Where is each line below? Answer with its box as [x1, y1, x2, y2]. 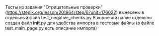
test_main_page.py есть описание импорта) [5, 25, 97, 31]
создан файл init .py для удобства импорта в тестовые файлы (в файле [5, 20, 155, 26]
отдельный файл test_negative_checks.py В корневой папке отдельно [5, 15, 152, 20]
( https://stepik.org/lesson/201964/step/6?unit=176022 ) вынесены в [5, 9, 145, 15]
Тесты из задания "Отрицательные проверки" [5, 4, 103, 10]
